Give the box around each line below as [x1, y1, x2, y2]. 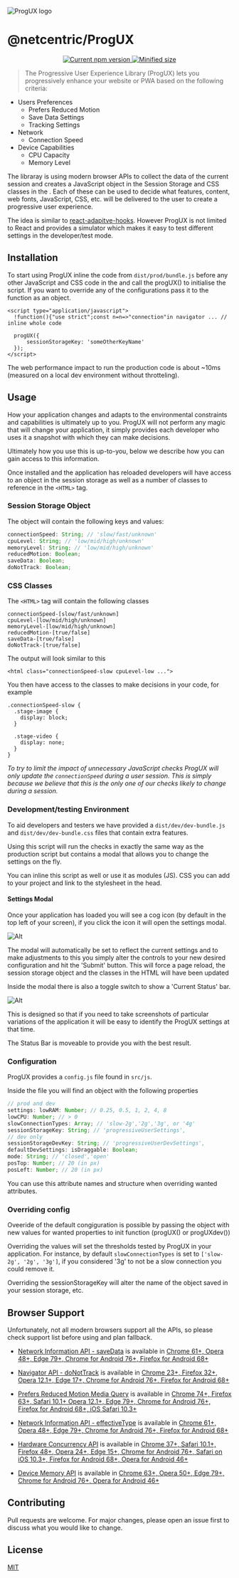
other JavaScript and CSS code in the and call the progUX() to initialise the [7, 278, 226, 287]
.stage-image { [14, 708, 59, 715]
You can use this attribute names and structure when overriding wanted [7, 1179, 218, 1187]
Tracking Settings [28, 120, 80, 129]
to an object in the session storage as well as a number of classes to [7, 475, 208, 484]
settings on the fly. [7, 857, 62, 866]
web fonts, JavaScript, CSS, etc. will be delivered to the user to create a [7, 194, 218, 203]
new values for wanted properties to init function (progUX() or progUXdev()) [7, 1228, 231, 1237]
